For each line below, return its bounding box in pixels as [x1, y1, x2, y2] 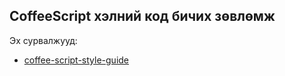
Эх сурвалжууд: [9, 34, 78, 46]
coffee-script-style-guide [23, 54, 130, 66]
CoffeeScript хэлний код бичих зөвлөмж [9, 8, 276, 25]
